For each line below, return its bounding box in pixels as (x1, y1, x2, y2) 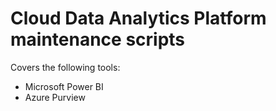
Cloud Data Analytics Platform (10, 7, 267, 30)
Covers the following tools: (10, 61, 121, 73)
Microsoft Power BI (24, 80, 104, 92)
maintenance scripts (10, 28, 186, 51)
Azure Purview (24, 91, 86, 103)
